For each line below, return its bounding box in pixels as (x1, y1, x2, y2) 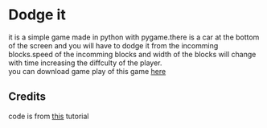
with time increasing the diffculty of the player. (8, 58, 162, 68)
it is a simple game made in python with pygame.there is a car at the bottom (8, 32, 260, 42)
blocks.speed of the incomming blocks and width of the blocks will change (8, 49, 257, 59)
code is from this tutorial (8, 111, 89, 121)
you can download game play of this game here (8, 66, 166, 76)
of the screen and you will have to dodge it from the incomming (8, 40, 219, 50)
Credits (8, 90, 47, 104)
